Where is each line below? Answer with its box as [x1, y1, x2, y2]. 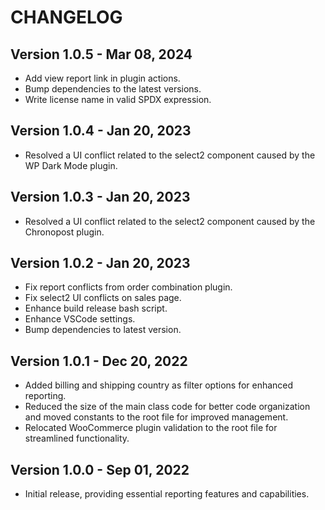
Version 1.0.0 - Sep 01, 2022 [10, 461, 190, 478]
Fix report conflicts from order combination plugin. [24, 281, 233, 293]
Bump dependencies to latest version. [24, 324, 182, 336]
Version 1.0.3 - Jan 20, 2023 [10, 189, 191, 206]
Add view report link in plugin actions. [24, 72, 181, 84]
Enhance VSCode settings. [24, 313, 136, 325]
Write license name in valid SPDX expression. [24, 94, 212, 105]
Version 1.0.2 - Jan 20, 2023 [10, 255, 191, 272]
